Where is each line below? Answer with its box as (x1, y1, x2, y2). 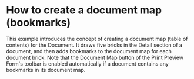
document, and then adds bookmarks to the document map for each (6, 47, 172, 54)
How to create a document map (6, 4, 162, 17)
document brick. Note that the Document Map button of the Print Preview (6, 54, 184, 61)
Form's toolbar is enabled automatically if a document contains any (6, 60, 169, 67)
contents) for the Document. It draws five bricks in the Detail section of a (6, 42, 182, 49)
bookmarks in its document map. (6, 66, 86, 73)
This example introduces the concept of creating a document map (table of (6, 35, 188, 42)
